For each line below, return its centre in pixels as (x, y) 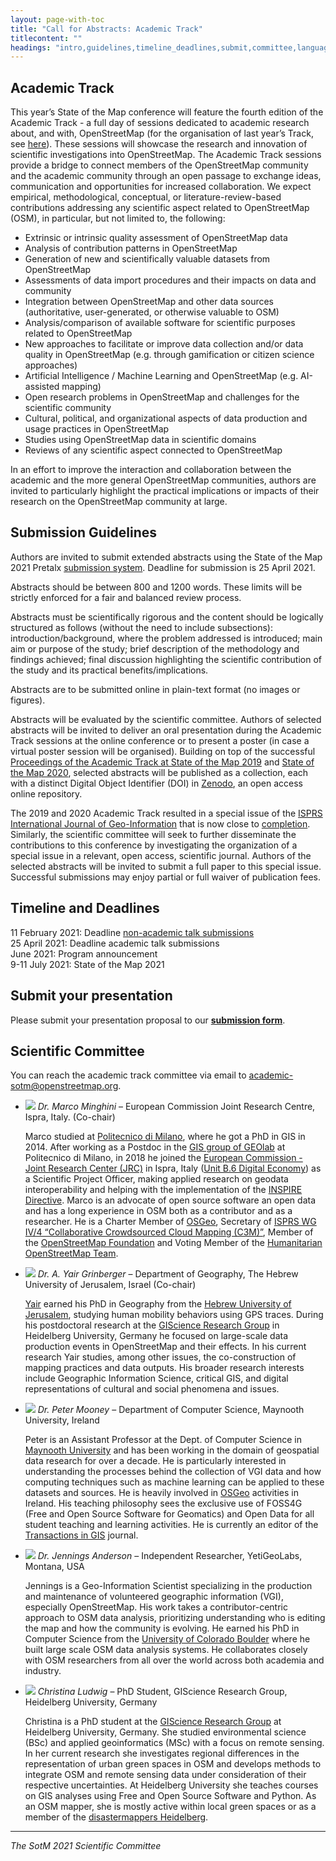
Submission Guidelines (84, 532)
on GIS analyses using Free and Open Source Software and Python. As (170, 1796)
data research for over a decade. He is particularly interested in (155, 1461)
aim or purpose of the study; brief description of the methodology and (155, 648)
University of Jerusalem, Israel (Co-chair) (110, 1285)
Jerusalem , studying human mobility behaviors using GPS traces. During (174, 1315)
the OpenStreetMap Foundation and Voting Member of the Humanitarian (173, 1243)
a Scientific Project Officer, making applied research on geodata (156, 1179)
